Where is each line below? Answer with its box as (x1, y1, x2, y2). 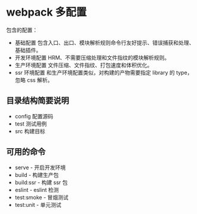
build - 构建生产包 (14, 171, 59, 178)
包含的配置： (6, 26, 38, 33)
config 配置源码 (14, 112, 54, 120)
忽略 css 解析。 (14, 76, 53, 84)
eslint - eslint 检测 (14, 186, 59, 193)
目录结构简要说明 (6, 96, 69, 106)
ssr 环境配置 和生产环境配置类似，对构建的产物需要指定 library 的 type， (14, 69, 193, 76)
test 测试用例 (14, 120, 47, 127)
